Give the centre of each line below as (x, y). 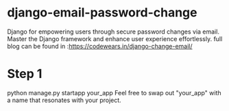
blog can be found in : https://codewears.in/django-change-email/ (100, 46)
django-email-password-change (102, 13)
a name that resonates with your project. (64, 100)
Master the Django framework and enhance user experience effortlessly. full (115, 38)
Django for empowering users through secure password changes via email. (113, 32)
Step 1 (25, 74)
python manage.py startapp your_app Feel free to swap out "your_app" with (114, 92)
